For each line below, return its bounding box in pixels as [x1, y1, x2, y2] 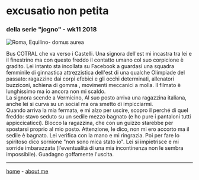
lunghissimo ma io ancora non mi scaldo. [6, 88, 106, 95]
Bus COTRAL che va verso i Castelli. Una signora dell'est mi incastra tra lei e [6, 50, 192, 57]
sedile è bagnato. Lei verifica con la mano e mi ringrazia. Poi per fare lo [6, 132, 179, 139]
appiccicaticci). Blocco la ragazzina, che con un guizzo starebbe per [6, 120, 174, 127]
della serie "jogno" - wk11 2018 [6, 25, 97, 34]
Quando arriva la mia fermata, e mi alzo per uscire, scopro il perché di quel [6, 107, 188, 114]
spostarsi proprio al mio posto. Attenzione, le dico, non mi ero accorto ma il [6, 126, 190, 133]
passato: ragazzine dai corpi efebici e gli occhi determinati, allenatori [6, 75, 175, 82]
